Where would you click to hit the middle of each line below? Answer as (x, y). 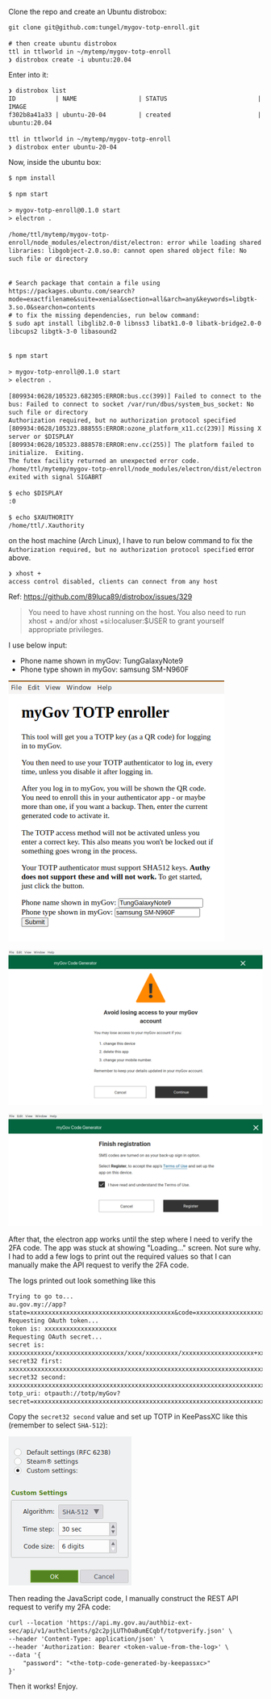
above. (20, 558)
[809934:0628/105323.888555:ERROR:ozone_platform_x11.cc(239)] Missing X (135, 428)
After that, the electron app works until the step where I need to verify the (130, 1239)
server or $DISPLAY (41, 436)
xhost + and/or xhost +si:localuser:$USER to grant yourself (126, 621)
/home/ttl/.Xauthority (46, 525)
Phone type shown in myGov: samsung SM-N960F (104, 669)
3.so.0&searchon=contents (52, 307)
